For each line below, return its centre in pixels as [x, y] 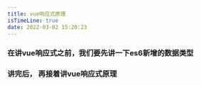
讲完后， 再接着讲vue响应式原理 [62, 74]
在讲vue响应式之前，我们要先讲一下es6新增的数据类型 [101, 53]
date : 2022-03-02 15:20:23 [47, 27]
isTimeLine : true [33, 21]
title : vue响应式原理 [37, 14]
